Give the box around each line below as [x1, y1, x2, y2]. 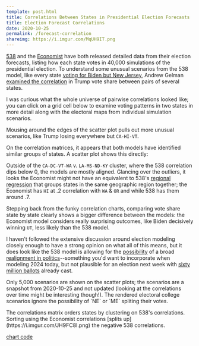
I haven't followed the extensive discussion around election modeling [6, 235, 175, 243]
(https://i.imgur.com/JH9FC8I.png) [6, 322, 91, 329]
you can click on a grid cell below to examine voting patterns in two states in [6, 102, 193, 109]
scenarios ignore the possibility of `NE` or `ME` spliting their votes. [6, 298, 168, 304]
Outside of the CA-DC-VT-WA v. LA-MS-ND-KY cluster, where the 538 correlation [6, 162, 192, 169]
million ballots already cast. [6, 267, 73, 274]
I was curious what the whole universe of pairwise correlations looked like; [6, 96, 189, 103]
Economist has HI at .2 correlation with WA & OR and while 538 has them [6, 187, 179, 194]
